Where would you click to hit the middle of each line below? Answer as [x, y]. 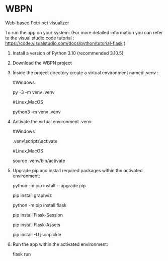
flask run [22, 254]
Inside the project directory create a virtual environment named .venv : [86, 72]
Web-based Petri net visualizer [37, 23]
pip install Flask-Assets [36, 225]
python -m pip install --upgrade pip [49, 185]
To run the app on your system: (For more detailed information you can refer [84, 32]
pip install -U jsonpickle [37, 234]
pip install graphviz [32, 195]
